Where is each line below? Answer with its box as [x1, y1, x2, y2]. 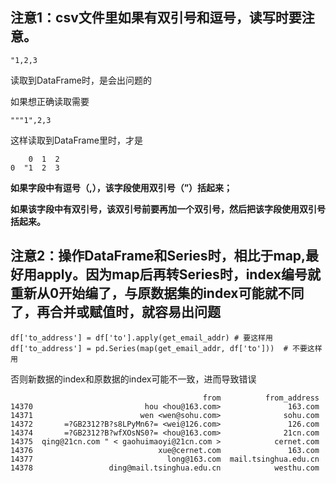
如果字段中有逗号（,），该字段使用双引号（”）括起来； [10, 181, 233, 193]
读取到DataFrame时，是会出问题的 [10, 74, 152, 86]
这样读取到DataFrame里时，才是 [10, 134, 143, 146]
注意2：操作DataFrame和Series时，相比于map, [10, 248, 307, 265]
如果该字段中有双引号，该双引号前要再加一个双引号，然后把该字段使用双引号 [10, 203, 326, 215]
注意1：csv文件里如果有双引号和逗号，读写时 [10, 9, 289, 27]
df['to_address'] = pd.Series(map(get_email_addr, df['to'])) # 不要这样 [10, 343, 323, 353]
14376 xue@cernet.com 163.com [10, 445, 320, 455]
